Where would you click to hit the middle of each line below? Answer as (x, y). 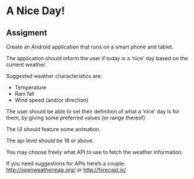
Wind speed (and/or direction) (51, 100)
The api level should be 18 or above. (50, 141)
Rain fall (24, 94)
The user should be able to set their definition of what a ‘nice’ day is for (93, 111)
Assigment (27, 33)
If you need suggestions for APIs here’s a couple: (66, 163)
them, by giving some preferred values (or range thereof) (76, 118)
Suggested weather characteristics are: (54, 76)
